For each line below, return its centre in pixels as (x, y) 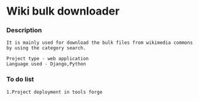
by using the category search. (46, 48)
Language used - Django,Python (46, 64)
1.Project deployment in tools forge (54, 92)
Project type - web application (47, 59)
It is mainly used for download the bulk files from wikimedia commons (99, 43)
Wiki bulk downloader (63, 11)
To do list (20, 79)
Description (24, 30)
